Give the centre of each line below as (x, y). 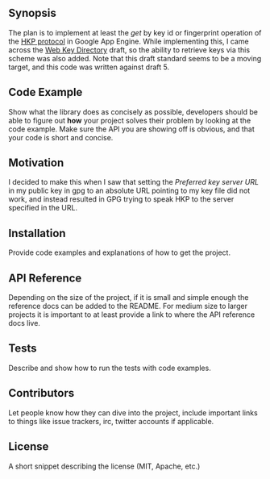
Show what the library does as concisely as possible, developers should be (133, 111)
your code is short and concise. (61, 137)
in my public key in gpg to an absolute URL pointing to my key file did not (129, 191)
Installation (37, 233)
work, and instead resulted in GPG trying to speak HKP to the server (121, 199)
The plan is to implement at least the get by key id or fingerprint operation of (135, 32)
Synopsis (32, 13)
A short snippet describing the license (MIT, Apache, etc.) (104, 466)
